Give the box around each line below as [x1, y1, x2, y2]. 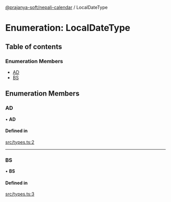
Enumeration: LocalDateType [5, 22, 131, 34]
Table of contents [5, 42, 62, 51]
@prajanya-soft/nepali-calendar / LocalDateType [5, 5, 108, 10]
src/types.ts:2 [5, 139, 35, 145]
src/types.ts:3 [5, 191, 35, 197]
